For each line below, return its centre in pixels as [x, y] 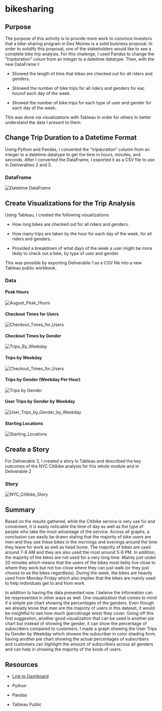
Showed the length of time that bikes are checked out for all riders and [82, 73]
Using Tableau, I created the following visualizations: [58, 215]
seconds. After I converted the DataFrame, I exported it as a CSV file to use [80, 160]
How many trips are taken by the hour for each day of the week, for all [82, 233]
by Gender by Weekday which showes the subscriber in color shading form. [81, 634]
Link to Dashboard [30, 676]
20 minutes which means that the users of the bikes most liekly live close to [80, 563]
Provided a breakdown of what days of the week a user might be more [82, 248]
